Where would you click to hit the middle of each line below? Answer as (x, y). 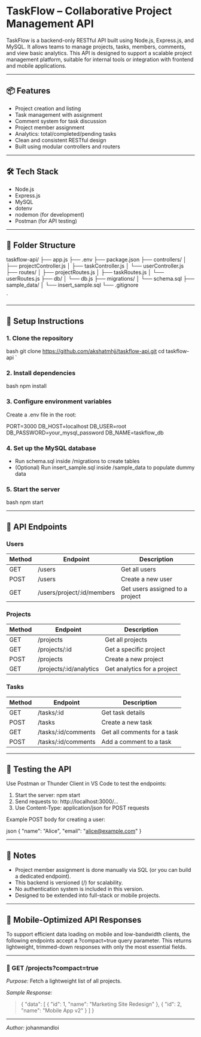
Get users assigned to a (154, 589)
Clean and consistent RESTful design (60, 140)
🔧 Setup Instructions (45, 321)
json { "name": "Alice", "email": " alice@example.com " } (74, 831)
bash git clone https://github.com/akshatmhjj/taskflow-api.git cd (85, 351)
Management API (50, 24)
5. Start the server (33, 489)
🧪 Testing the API (39, 769)
